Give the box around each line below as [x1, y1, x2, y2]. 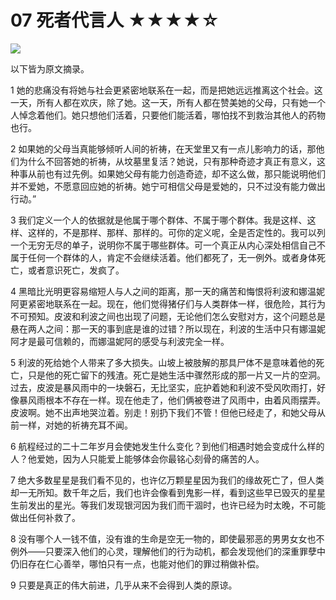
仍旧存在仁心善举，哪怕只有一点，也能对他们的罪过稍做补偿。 [10, 557, 265, 570]
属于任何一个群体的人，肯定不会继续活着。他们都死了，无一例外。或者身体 [10, 251, 317, 263]
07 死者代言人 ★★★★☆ [10, 9, 220, 32]
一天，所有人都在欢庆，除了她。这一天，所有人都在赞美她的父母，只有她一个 [10, 96, 326, 108]
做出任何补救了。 [10, 511, 81, 523]
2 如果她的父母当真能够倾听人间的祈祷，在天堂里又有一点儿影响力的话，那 [10, 142, 317, 155]
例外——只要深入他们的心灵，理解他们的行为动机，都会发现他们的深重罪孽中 [10, 545, 326, 557]
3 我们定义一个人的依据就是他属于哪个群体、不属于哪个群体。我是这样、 [10, 214, 308, 226]
